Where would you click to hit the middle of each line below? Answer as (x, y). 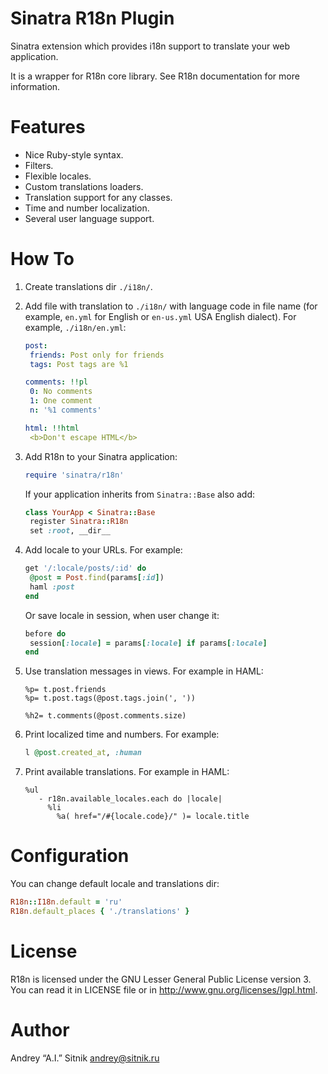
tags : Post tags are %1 (79, 364)
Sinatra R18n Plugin (92, 18)
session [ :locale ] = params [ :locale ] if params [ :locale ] (148, 643)
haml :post (52, 587)
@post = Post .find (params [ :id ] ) (97, 578)
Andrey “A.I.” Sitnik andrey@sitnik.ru (85, 1058)
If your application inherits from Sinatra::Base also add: (140, 494)
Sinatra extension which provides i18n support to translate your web (150, 46)
